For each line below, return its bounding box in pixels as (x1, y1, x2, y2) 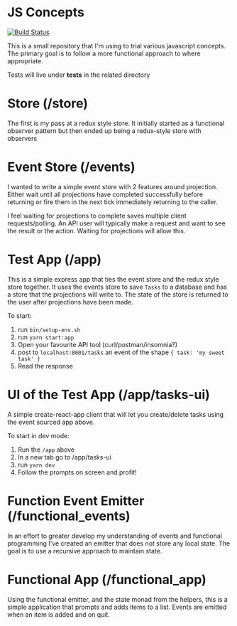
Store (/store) (7, 95, 89, 112)
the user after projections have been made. (7, 297, 133, 306)
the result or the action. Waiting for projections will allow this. (7, 226, 186, 235)
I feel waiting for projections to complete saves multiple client (7, 211, 187, 220)
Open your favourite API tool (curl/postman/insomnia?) (17, 340, 178, 349)
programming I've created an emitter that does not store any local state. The (7, 539, 231, 548)
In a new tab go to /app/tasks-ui (17, 452, 112, 461)
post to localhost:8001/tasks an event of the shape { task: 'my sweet (17, 348, 225, 356)
